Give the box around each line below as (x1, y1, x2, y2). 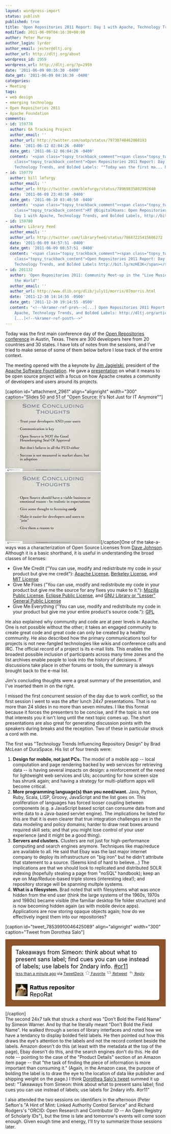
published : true (5, 19, 40, 24)
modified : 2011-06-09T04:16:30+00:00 (5, 30, 85, 35)
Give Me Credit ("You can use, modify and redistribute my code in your (12, 565, 162, 571)
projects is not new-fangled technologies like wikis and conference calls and (5, 640, 166, 647)
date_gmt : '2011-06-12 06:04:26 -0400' (10, 148, 95, 153)
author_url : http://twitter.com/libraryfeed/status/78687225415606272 (10, 235, 163, 240)
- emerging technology (5, 100, 53, 105)
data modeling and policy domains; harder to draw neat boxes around (12, 821, 159, 827)
